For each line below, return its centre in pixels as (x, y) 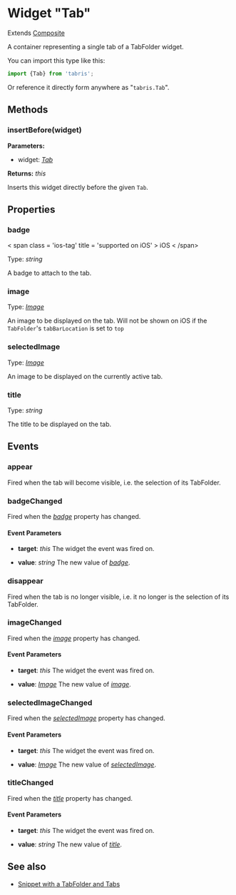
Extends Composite (36, 33)
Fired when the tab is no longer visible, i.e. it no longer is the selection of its (118, 597)
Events (23, 446)
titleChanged (30, 783)
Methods (28, 110)
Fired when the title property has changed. (70, 798)
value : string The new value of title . (70, 844)
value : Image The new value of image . (75, 684)
